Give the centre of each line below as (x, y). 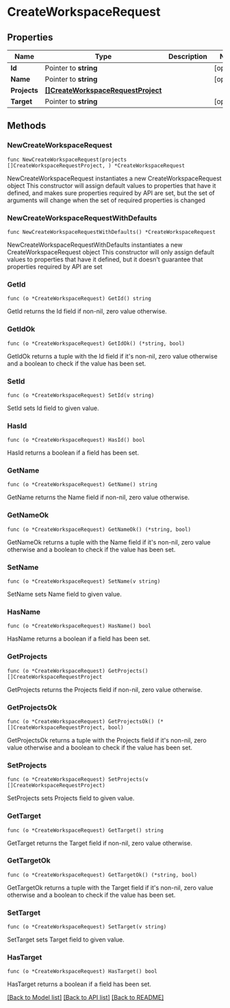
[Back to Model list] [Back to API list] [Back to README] (86, 998)
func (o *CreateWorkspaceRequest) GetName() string (82, 485)
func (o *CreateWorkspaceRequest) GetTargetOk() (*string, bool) (102, 875)
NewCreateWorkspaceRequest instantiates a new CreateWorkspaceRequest (114, 178)
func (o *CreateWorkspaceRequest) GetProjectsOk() (81, 721)
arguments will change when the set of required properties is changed (106, 200)
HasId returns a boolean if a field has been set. (73, 453)
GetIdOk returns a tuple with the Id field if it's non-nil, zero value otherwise (112, 356)
